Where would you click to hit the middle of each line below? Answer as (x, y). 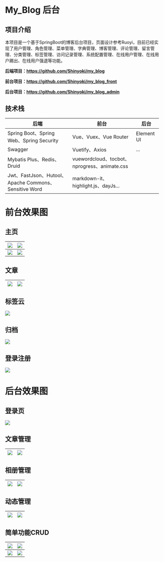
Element (145, 134)
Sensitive (18, 189)
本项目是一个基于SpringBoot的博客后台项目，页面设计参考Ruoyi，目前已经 (80, 42)
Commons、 (41, 182)
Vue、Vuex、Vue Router (101, 136)
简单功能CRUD (27, 532)
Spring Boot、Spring (31, 133)
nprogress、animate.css (100, 166)
